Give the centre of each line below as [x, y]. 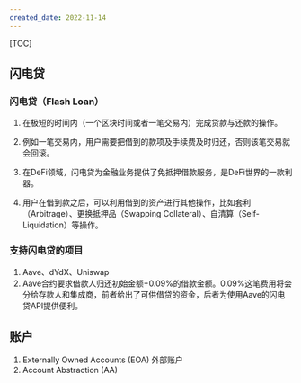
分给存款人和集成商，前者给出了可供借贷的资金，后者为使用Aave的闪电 [154, 294]
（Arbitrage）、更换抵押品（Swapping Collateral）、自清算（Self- [141, 214]
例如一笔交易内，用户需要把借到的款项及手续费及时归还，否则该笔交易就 [156, 142]
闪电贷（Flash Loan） [57, 102]
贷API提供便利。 [53, 306]
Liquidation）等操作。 [62, 225]
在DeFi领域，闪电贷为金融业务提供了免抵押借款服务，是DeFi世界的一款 [153, 173]
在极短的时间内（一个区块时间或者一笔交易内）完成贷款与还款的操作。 [152, 123]
